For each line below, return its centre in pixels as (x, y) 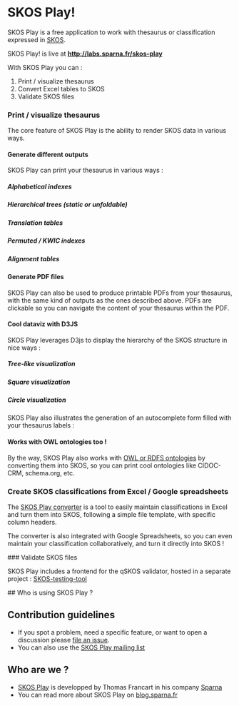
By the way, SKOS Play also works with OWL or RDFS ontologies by (106, 458)
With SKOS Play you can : (45, 67)
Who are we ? (38, 670)
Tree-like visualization (41, 364)
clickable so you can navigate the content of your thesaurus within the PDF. (118, 308)
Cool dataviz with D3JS (43, 324)
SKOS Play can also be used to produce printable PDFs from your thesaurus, (120, 293)
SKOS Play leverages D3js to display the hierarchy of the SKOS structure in (117, 340)
